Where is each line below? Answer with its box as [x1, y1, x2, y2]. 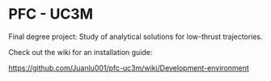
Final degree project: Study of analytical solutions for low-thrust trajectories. [8, 32, 263, 41]
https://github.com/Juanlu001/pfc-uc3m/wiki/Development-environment [8, 62, 249, 73]
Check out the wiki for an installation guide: [8, 47, 153, 57]
